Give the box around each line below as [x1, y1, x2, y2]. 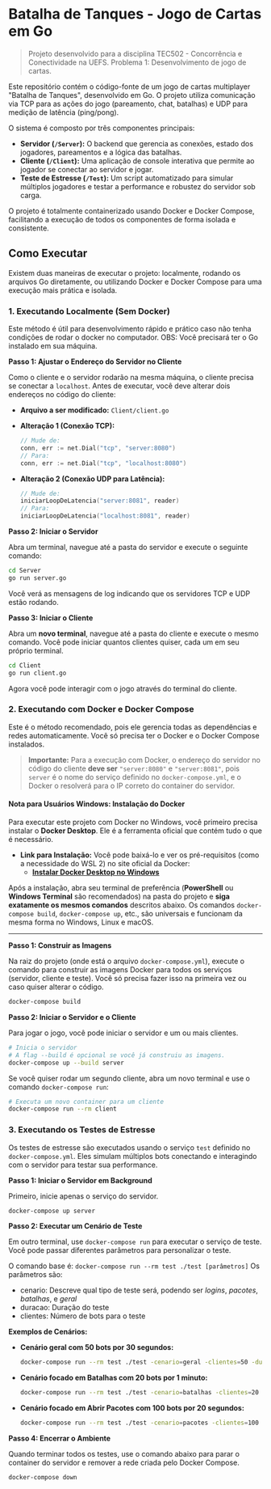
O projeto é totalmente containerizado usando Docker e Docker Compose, [8, 205, 256, 215]
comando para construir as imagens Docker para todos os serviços [8, 965, 232, 975]
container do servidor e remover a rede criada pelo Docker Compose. [8, 1457, 240, 1468]
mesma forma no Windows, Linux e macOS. [8, 917, 154, 927]
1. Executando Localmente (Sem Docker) [8, 305, 171, 316]
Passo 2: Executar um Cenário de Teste [8, 1221, 143, 1231]
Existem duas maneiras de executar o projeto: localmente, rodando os [8, 268, 241, 277]
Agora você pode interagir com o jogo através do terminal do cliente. [8, 683, 237, 693]
